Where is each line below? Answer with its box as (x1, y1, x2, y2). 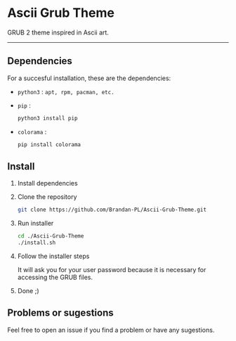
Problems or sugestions (7, 307, 114, 319)
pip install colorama (17, 141, 81, 148)
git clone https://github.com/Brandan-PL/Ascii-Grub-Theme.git (17, 206, 207, 214)
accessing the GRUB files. (17, 273, 93, 281)
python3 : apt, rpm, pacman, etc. (17, 87, 114, 96)
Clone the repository (17, 193, 77, 201)
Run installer (17, 219, 54, 228)
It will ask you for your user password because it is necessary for (17, 265, 206, 274)
